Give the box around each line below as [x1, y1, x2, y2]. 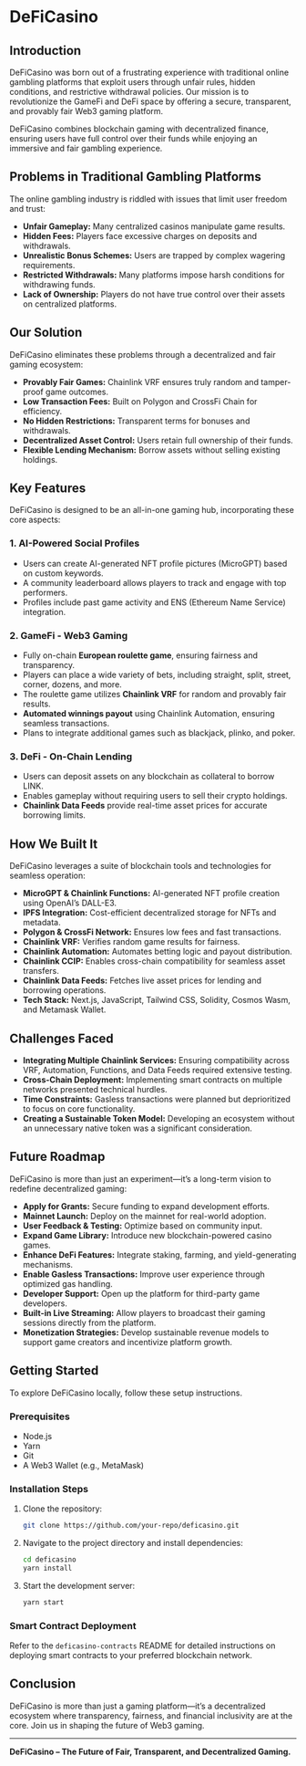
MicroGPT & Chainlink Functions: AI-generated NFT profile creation [22, 888, 280, 899]
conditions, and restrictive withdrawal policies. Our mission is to [9, 87, 249, 97]
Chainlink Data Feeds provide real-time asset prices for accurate [22, 800, 268, 811]
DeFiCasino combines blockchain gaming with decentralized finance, [9, 123, 269, 134]
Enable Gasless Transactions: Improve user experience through [22, 1269, 266, 1280]
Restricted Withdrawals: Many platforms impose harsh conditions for [22, 269, 285, 280]
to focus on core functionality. [22, 1102, 136, 1114]
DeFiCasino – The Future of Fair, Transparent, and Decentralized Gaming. [9, 1746, 291, 1757]
